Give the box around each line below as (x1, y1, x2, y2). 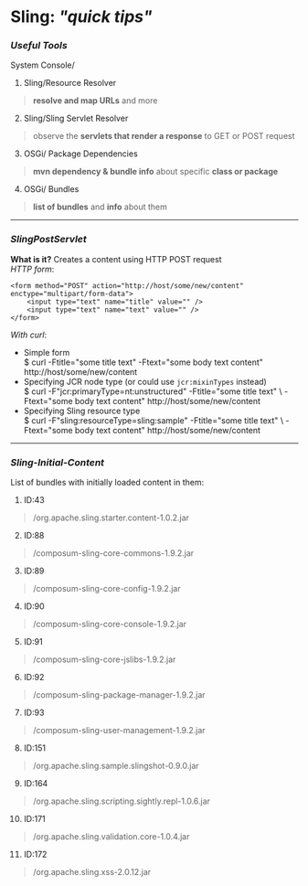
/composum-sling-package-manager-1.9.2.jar (32, 689, 206, 700)
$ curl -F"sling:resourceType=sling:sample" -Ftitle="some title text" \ (23, 414, 284, 426)
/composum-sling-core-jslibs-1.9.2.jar (32, 654, 176, 665)
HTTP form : (10, 263, 55, 274)
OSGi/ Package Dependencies (23, 148, 138, 159)
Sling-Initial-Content (10, 455, 104, 468)
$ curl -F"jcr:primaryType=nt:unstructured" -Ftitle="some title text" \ (23, 386, 282, 397)
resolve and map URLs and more (32, 95, 158, 106)
